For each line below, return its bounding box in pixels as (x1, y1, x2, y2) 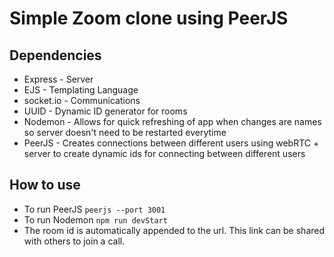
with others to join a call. (23, 235, 126, 247)
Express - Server (23, 73, 94, 85)
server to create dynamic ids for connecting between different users (23, 148, 306, 159)
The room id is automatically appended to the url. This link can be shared (23, 224, 326, 236)
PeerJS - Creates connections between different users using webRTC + (23, 137, 320, 149)
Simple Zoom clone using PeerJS (9, 7, 289, 30)
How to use (9, 177, 81, 194)
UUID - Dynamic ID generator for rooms (23, 105, 188, 117)
